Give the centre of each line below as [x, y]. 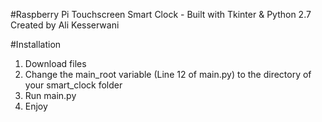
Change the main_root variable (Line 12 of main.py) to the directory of [168, 74]
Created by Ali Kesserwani [65, 25]
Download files [55, 63]
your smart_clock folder [73, 85]
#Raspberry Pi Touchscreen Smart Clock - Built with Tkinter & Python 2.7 [161, 14]
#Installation [36, 44]
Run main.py [50, 95]
